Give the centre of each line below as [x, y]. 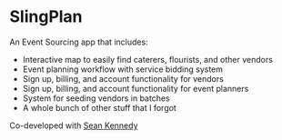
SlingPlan [46, 17]
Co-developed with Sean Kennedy [74, 125]
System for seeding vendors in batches [96, 98]
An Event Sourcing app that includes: [79, 42]
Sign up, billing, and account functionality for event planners [136, 88]
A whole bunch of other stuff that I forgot [100, 107]
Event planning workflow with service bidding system [123, 69]
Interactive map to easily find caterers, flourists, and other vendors [147, 59]
